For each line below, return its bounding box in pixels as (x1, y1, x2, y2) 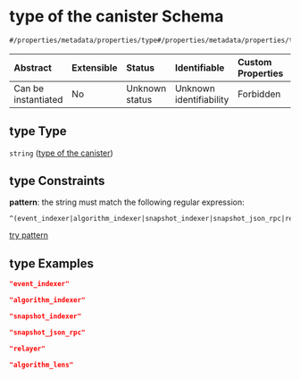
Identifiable (174, 61, 225, 73)
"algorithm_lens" (9, 360, 74, 369)
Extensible (71, 61, 118, 73)
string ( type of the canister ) (9, 147, 113, 158)
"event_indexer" (9, 280, 70, 289)
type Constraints (9, 173, 105, 189)
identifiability (174, 93, 229, 105)
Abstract (13, 61, 52, 73)
